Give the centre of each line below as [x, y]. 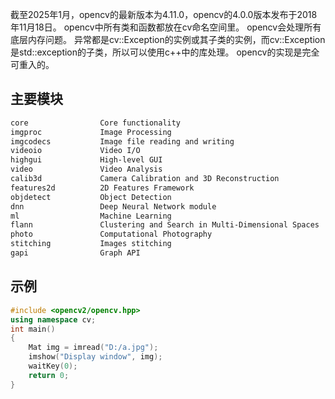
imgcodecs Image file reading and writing [122, 141]
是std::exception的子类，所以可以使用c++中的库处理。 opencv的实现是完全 [165, 52]
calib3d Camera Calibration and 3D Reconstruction [145, 179]
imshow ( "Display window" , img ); [95, 357]
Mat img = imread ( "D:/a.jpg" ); [93, 348]
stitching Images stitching [91, 244]
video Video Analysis [86, 169]
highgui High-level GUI [86, 160]
